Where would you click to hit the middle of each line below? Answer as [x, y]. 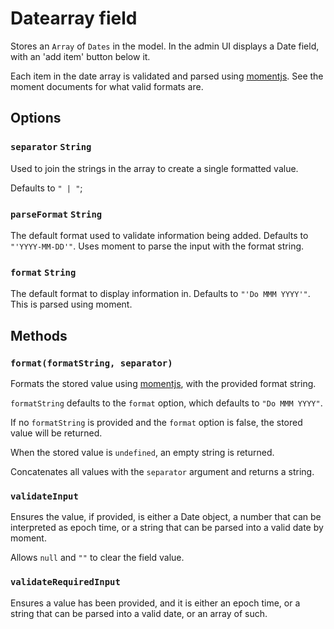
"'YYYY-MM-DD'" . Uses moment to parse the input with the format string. [157, 246]
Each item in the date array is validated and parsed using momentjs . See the [167, 76]
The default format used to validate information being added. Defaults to [159, 235]
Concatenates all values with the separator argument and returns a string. [162, 471]
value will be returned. [56, 433]
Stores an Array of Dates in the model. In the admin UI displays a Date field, [165, 46]
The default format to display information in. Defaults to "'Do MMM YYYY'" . [160, 294]
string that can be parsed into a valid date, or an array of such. [139, 613]
